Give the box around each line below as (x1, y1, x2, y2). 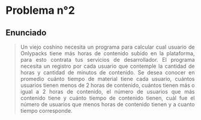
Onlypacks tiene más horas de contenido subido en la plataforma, (20, 50, 195, 57)
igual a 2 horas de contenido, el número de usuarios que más (20, 88, 195, 95)
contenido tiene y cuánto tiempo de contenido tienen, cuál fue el (20, 94, 195, 101)
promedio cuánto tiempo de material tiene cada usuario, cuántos (20, 76, 195, 82)
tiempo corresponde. (20, 107, 73, 114)
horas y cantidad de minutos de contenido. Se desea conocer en (20, 69, 195, 76)
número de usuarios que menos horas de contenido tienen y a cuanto (20, 101, 195, 108)
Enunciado (5, 28, 47, 38)
